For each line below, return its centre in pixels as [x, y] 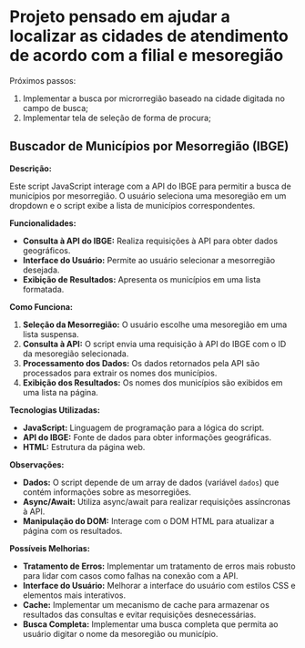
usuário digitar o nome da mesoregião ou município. [120, 633]
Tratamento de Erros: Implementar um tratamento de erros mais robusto [159, 566]
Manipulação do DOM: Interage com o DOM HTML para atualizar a [148, 520]
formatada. [43, 289]
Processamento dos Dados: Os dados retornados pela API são [141, 363]
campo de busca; [56, 108]
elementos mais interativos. [74, 595]
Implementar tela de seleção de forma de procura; [117, 118]
